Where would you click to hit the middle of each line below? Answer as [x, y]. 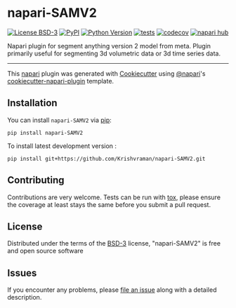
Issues [22, 273]
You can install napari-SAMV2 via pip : [60, 120]
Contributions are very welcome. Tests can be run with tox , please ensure [114, 197]
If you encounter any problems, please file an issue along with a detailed [112, 290]
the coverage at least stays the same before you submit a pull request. [109, 204]
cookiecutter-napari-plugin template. [61, 81]
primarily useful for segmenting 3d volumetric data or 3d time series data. [114, 53]
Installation [32, 103]
